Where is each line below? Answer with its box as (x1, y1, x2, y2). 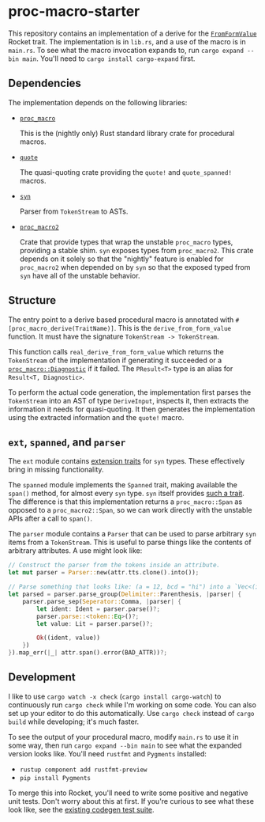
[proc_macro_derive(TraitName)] (8, 324, 114, 332)
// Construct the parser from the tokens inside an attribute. (8, 561, 221, 570)
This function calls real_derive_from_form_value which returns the (8, 347, 225, 356)
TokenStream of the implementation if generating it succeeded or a (8, 355, 222, 365)
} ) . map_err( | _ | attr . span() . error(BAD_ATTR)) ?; (8, 649, 168, 657)
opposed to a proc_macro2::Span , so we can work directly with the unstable (8, 506, 252, 515)
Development (8, 671, 77, 684)
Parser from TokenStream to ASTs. (19, 206, 129, 216)
